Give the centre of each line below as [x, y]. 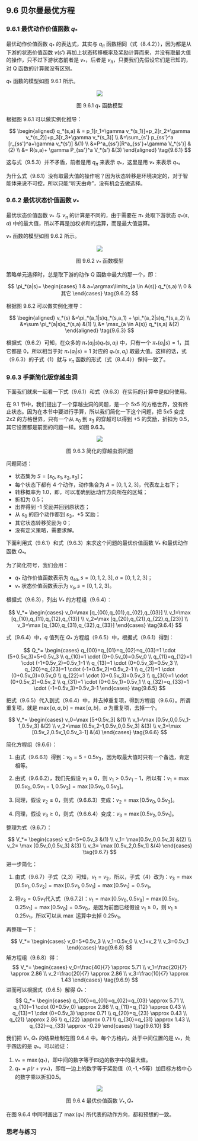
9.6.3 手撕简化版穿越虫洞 [42, 377]
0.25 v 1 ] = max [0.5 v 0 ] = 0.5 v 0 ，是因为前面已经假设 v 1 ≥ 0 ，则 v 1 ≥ [96, 908]
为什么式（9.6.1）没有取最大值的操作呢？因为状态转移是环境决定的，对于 [95, 176]
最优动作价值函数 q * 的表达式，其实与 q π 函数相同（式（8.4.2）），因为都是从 [99, 44]
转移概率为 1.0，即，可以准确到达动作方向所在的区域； [81, 492]
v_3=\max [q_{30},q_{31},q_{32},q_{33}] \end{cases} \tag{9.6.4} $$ [100, 625]
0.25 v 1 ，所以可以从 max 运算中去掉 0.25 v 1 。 [69, 916]
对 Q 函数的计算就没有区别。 [41, 68]
